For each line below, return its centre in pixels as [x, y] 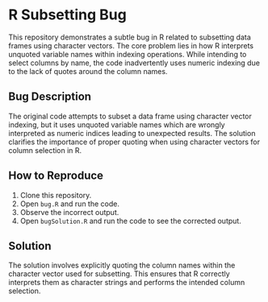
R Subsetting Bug [67, 15]
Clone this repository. [56, 195]
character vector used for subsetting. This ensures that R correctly [119, 274]
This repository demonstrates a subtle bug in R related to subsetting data [130, 37]
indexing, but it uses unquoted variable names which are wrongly [117, 124]
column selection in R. [45, 150]
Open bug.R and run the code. [69, 204]
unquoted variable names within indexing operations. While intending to [128, 54]
